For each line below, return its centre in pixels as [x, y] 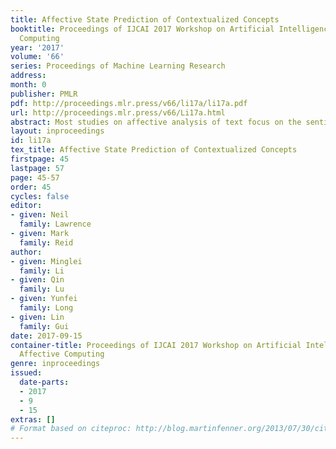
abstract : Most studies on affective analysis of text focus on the [156, 122]
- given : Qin [37, 280]
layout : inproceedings [57, 131]
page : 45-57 [35, 177]
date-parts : [44, 382]
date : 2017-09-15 [46, 336]
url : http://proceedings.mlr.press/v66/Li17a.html [118, 112]
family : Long [46, 308]
